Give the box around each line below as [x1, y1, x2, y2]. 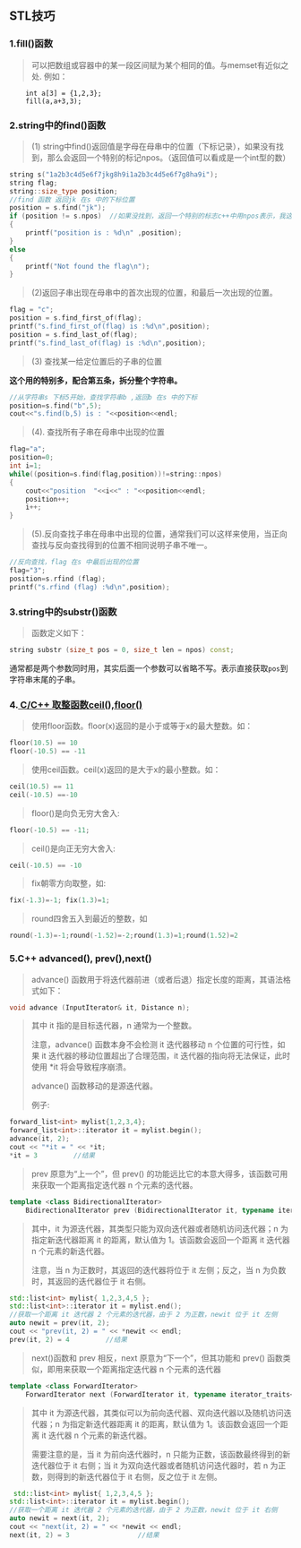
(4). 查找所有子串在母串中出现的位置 [30, 426, 166, 437]
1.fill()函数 [9, 38, 54, 50]
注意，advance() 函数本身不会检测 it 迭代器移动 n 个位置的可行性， [30, 1039, 278, 1050]
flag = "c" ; [9, 305, 54, 314]
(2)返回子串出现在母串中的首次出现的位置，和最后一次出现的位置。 [30, 288, 278, 298]
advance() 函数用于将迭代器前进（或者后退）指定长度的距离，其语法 [30, 974, 284, 985]
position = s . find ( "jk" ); [9, 203, 106, 212]
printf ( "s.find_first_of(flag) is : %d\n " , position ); [9, 322, 211, 331]
